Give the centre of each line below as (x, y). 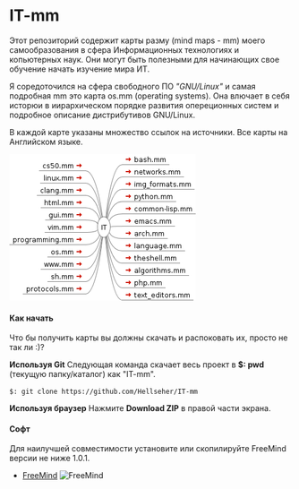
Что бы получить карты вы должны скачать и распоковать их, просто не (149, 338)
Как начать (31, 318)
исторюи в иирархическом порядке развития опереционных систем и (144, 105)
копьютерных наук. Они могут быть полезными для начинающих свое (145, 59)
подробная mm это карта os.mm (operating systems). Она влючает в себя (149, 96)
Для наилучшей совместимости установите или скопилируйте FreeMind (148, 449)
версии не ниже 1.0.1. (50, 459)
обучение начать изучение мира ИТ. (80, 69)
